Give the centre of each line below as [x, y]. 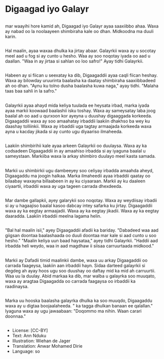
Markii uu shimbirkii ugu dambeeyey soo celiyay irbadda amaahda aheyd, [79, 170]
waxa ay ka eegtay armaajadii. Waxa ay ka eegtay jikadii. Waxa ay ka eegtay [82, 210]
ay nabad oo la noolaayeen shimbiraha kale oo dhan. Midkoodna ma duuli [79, 31]
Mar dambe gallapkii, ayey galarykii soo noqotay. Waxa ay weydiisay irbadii [81, 200]
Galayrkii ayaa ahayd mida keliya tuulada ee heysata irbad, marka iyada [77, 105]
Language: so [26, 351]
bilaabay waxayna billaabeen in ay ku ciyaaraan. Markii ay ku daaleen [75, 181]
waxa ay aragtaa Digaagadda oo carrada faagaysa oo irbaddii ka [70, 281]
